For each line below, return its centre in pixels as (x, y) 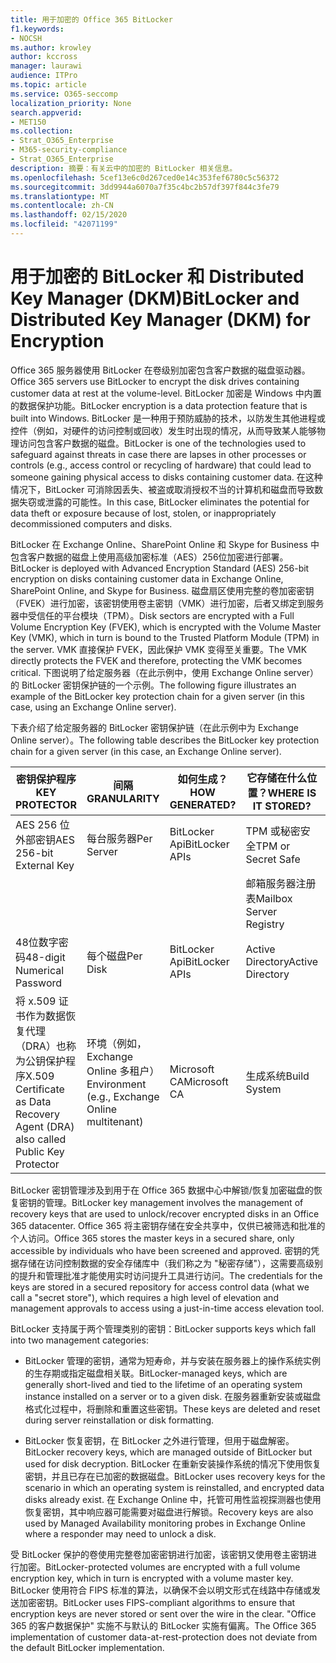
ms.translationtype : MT (60, 196)
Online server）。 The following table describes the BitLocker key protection (165, 740)
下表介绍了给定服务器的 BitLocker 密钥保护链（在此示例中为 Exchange (154, 727)
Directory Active (282, 961)
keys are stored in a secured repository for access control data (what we (160, 1287)
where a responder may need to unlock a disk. (120, 1533)
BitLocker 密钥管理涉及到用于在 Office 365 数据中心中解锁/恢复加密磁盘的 (162, 1190)
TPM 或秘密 (273, 831)
